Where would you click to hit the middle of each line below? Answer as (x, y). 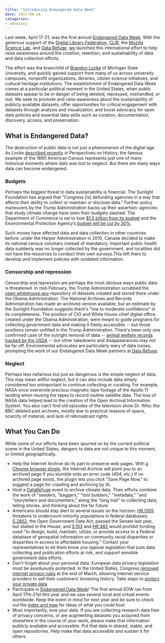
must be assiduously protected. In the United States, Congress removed (85, 568)
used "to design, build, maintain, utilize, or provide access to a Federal (83, 531)
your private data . (30, 584)
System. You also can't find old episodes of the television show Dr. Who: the (82, 406)
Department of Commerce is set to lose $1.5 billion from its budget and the (81, 218)
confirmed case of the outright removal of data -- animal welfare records (79, 335)
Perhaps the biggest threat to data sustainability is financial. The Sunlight (79, 192)
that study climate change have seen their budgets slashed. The (70, 213)
